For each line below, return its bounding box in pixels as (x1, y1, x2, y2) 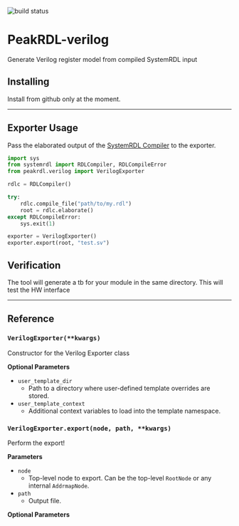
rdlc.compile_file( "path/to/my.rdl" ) (20, 200, 132, 207)
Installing (7, 75, 50, 88)
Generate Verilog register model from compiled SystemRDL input (7, 55, 198, 63)
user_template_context (17, 400, 85, 407)
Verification (7, 259, 61, 271)
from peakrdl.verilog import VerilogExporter (7, 168, 144, 175)
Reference (7, 313, 55, 325)
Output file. (28, 496, 62, 505)
